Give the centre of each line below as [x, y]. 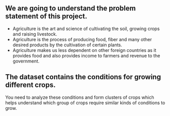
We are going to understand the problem [71, 8]
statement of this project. [46, 17]
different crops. [30, 85]
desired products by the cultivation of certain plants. [67, 45]
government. [26, 61]
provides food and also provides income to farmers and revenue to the [86, 55]
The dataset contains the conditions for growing [83, 77]
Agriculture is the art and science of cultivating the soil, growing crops [86, 28]
